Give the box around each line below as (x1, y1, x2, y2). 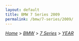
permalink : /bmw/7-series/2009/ (5, 16, 73, 21)
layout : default (5, 7, 39, 12)
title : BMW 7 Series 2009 (5, 12, 60, 17)
